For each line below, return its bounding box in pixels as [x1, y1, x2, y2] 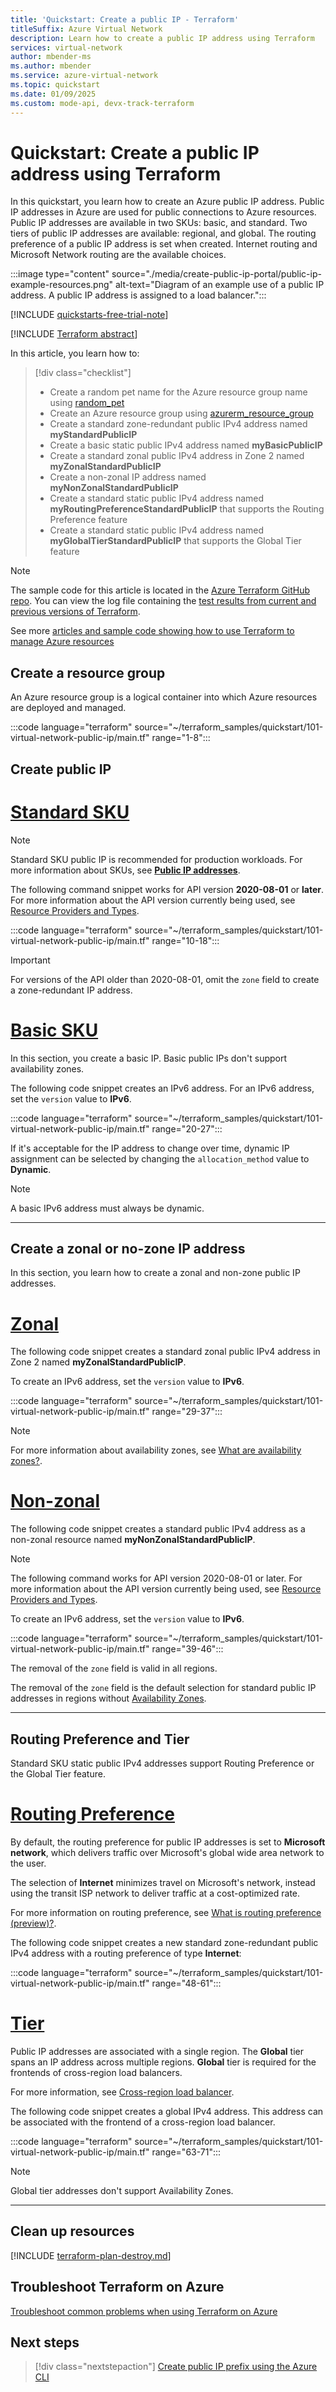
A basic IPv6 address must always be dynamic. [10, 1202, 205, 1214]
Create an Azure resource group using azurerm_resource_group [49, 407, 314, 420]
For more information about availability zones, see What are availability [10, 1444, 302, 1456]
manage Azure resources [10, 636, 115, 648]
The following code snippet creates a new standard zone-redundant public [10, 1936, 319, 1948]
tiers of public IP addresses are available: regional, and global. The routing [10, 227, 317, 240]
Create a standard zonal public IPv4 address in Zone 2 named [49, 450, 305, 462]
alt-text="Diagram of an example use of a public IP [114, 279, 325, 291]
